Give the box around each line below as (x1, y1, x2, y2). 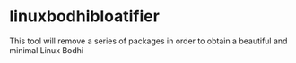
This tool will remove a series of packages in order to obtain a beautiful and (9, 35, 288, 46)
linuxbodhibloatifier (9, 6, 160, 27)
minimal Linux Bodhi (9, 44, 84, 55)
